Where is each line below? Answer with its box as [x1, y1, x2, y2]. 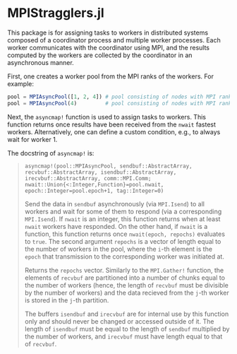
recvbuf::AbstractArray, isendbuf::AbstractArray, [24, 168, 177, 176]
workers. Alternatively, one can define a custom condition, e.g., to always [7, 127, 221, 136]
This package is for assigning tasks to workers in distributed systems [7, 28, 209, 37]
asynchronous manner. [7, 58, 74, 66]
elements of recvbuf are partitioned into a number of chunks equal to [24, 273, 226, 282]
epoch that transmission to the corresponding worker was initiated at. [24, 252, 224, 261]
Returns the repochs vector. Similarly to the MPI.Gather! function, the [24, 266, 224, 274]
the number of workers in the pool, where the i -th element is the [24, 244, 213, 253]
